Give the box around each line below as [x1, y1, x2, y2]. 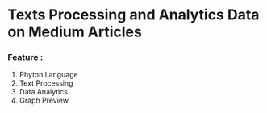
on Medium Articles [7, 23, 142, 41]
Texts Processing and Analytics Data [7, 6, 260, 24]
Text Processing [19, 78, 73, 88]
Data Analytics [19, 87, 68, 97]
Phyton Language [19, 70, 78, 80]
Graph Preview [19, 95, 69, 106]
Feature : [7, 52, 44, 63]
